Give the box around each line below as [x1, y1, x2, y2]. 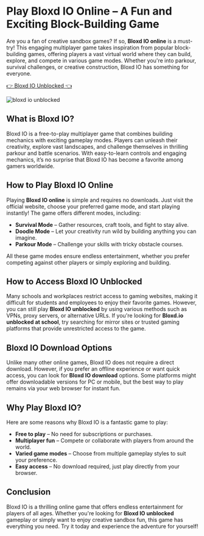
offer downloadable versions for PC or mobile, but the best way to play [6, 378, 184, 385]
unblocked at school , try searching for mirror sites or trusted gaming [6, 318, 180, 326]
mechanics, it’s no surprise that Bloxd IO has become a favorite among [6, 155, 184, 163]
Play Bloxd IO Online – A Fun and [6, 4, 172, 18]
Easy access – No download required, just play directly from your [15, 463, 180, 470]
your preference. [15, 456, 58, 463]
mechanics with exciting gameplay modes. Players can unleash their [6, 136, 178, 144]
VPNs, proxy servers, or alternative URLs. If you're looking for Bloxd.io [6, 312, 184, 320]
